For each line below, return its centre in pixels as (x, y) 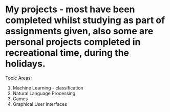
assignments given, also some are (79, 31)
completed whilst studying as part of (85, 20)
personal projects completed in (73, 42)
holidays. (26, 64)
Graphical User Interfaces (40, 104)
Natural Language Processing (44, 93)
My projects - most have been (70, 9)
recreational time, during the (67, 53)
